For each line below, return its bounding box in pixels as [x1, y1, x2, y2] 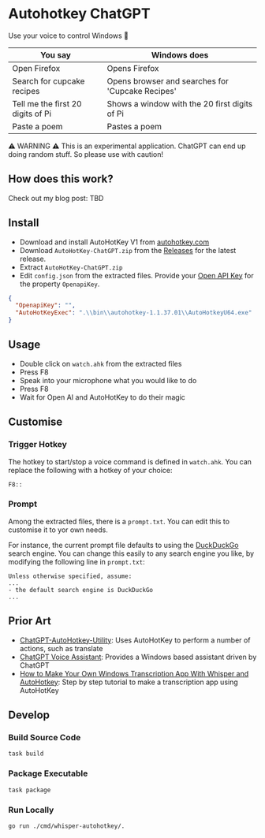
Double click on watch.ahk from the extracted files [19, 359, 182, 368]
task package [8, 786, 51, 794]
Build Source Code [8, 732, 81, 743]
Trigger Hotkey [8, 439, 67, 450]
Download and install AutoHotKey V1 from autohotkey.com [19, 237, 210, 247]
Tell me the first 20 [12, 98, 82, 109]
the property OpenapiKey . [19, 279, 100, 289]
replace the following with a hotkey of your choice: [8, 465, 173, 475]
